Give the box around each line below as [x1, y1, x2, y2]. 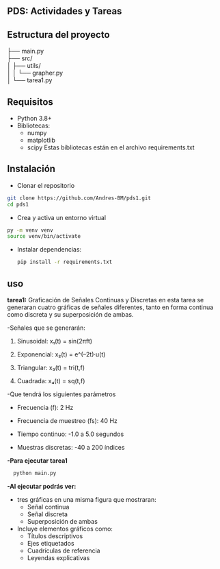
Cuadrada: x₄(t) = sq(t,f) [16, 377, 85, 385]
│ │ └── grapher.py [7, 69, 64, 77]
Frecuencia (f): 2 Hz [16, 404, 74, 412]
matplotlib [27, 136, 56, 145]
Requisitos [7, 96, 53, 108]
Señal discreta [27, 510, 68, 518]
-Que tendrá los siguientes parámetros [7, 390, 116, 398]
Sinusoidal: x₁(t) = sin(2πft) [16, 337, 93, 346]
